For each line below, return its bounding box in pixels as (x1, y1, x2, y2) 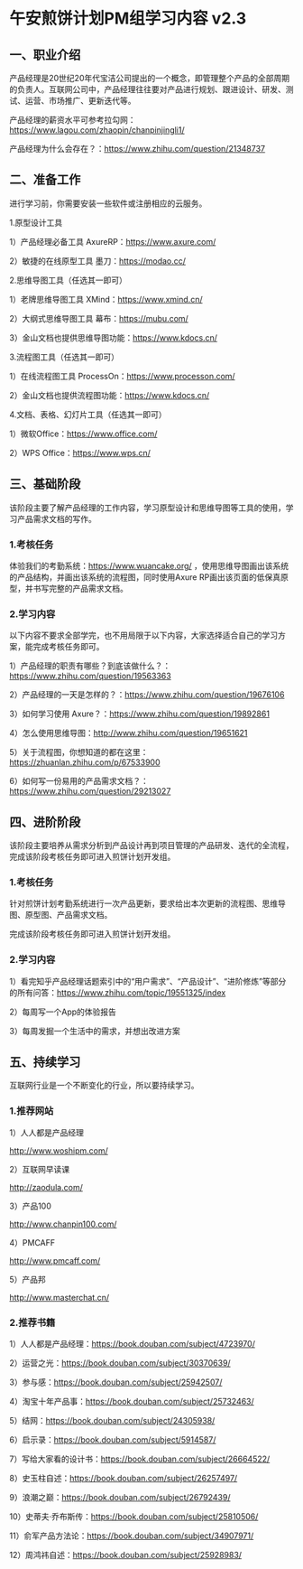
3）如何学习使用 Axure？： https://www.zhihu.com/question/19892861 (9, 708, 271, 719)
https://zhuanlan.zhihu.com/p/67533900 (9, 757, 161, 768)
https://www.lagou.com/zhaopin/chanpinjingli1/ (9, 125, 185, 135)
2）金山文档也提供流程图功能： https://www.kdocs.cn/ (9, 389, 210, 400)
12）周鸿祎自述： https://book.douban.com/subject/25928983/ (9, 1550, 242, 1561)
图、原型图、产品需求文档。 (9, 910, 113, 920)
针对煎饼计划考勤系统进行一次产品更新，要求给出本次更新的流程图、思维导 (9, 898, 286, 909)
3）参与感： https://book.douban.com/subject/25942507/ (9, 1377, 223, 1387)
